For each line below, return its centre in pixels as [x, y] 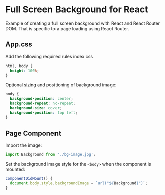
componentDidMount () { [29, 179]
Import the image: [24, 145]
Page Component [33, 133]
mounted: [15, 169]
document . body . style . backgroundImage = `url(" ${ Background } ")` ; [79, 183]
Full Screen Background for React [77, 9]
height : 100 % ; [24, 71]
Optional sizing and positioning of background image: [61, 85]
